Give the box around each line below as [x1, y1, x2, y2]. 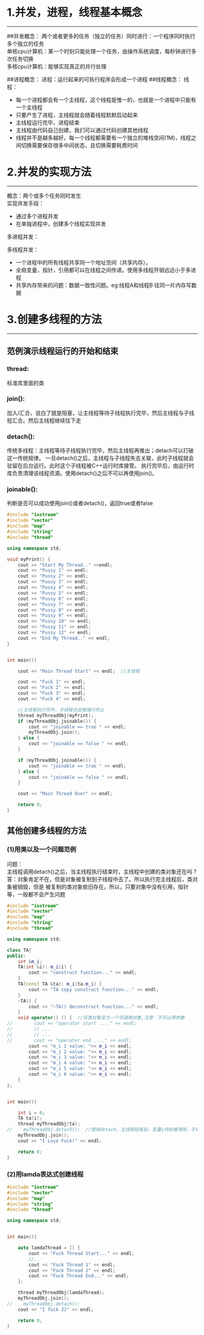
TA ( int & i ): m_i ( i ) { [18, 964, 72, 970]
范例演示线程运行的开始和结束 [7, 346, 119, 357]
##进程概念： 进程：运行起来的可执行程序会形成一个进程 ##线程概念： [7, 75, 183, 82]
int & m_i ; [18, 958, 43, 964]
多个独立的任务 [7, 40, 44, 47]
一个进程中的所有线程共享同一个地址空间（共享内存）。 [15, 258, 151, 266]
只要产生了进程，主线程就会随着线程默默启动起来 [15, 111, 138, 118]
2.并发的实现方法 [7, 165, 91, 179]
